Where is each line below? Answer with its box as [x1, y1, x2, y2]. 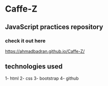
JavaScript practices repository [5, 23, 104, 31]
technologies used [5, 62, 63, 71]
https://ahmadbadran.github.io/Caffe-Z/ [5, 48, 85, 54]
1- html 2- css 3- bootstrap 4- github [5, 75, 79, 81]
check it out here [5, 37, 46, 44]
